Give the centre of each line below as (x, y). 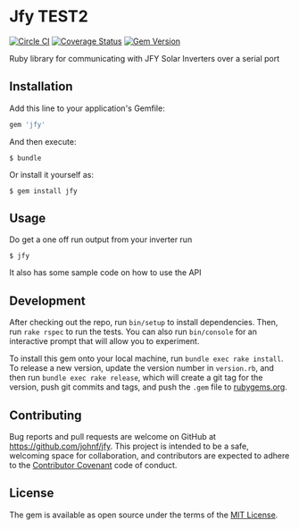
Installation (41, 87)
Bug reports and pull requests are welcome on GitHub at (113, 437)
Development (48, 301)
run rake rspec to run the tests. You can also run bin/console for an (133, 332)
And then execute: (43, 141)
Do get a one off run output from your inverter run (101, 239)
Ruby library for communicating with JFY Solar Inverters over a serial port (145, 58)
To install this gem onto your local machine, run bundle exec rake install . (146, 358)
